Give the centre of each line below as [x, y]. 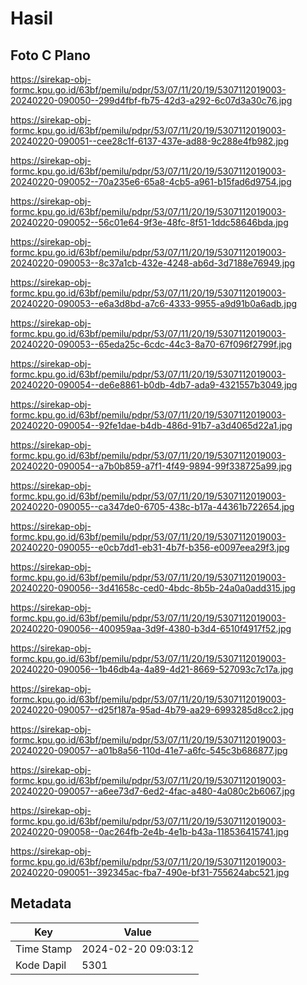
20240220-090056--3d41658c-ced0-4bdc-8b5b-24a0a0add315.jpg [153, 588]
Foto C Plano [50, 55]
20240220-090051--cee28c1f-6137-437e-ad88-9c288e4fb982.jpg [149, 141]
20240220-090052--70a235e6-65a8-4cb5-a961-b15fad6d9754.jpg [151, 181]
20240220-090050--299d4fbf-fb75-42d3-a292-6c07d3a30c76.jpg [151, 100]
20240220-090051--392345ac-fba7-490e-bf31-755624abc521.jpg [150, 872]
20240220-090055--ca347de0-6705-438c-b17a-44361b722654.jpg [152, 506]
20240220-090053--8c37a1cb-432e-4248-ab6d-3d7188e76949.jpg [153, 263]
